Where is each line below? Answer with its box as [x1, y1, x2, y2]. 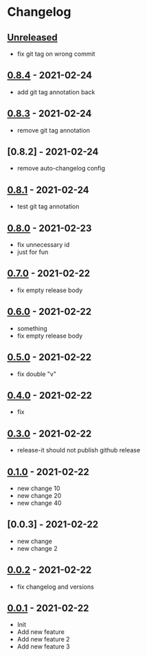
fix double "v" [16, 369, 57, 378]
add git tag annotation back [16, 87, 95, 96]
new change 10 [16, 484, 60, 492]
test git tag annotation [16, 202, 80, 210]
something [16, 324, 48, 332]
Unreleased [7, 32, 58, 43]
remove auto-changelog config [16, 164, 105, 173]
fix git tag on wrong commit [16, 50, 95, 58]
